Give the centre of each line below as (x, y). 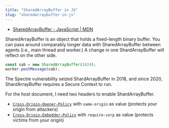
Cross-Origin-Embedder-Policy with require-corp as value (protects (83, 115)
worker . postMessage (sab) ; (32, 69)
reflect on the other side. (31, 55)
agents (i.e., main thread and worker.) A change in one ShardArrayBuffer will (85, 50)
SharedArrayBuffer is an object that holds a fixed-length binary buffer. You (83, 39)
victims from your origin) (38, 120)
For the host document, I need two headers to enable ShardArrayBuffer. (80, 94)
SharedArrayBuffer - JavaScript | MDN (53, 29)
